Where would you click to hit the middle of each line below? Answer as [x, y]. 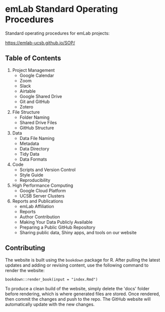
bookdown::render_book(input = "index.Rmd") [51, 279]
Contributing [25, 248]
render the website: [25, 270]
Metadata [29, 143]
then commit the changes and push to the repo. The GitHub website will [78, 299]
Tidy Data [29, 154]
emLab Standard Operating [62, 9]
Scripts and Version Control [48, 170]
